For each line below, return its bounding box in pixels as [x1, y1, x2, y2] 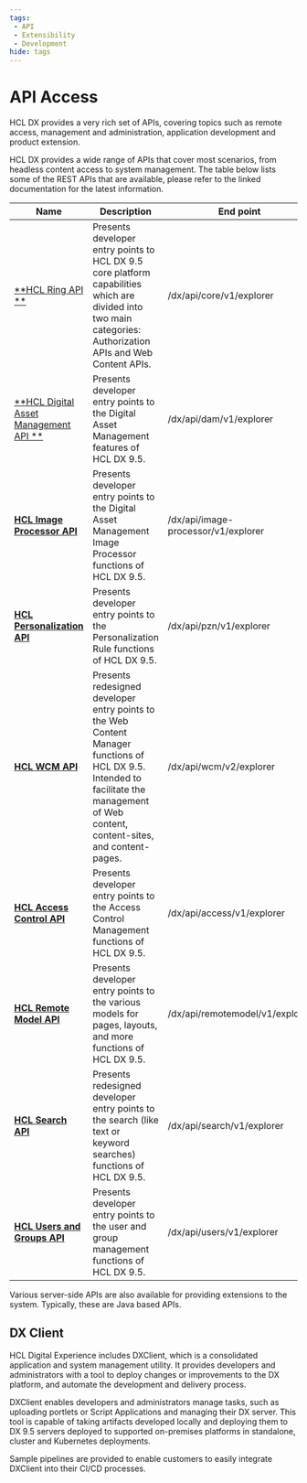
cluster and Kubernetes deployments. [9, 1435, 151, 1446]
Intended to [92, 772, 142, 785]
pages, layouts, [92, 1019, 158, 1032]
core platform [92, 266, 151, 279]
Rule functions [92, 642, 155, 655]
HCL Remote [14, 1002, 70, 1015]
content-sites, [92, 829, 154, 842]
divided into [92, 301, 143, 314]
